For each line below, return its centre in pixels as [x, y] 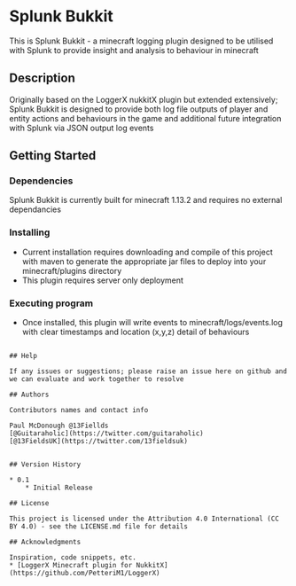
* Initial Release [59, 488]
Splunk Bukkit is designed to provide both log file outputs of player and [139, 109]
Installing [30, 232]
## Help [23, 356]
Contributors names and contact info [79, 410]
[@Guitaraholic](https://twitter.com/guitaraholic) [106, 434]
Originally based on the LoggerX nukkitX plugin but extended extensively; [144, 99]
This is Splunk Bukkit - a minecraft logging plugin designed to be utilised [141, 41]
